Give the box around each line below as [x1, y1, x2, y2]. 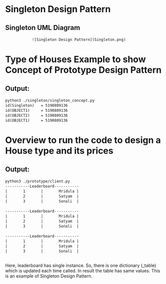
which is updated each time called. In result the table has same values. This [5, 268, 161, 274]
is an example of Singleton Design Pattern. [5, 273, 93, 279]
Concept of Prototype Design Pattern [5, 64, 162, 76]
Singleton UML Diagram [5, 23, 81, 32]
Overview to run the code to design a [5, 135, 161, 146]
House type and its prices [5, 145, 114, 157]
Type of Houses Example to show [5, 54, 146, 65]
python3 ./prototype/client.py [5, 179, 70, 184]
